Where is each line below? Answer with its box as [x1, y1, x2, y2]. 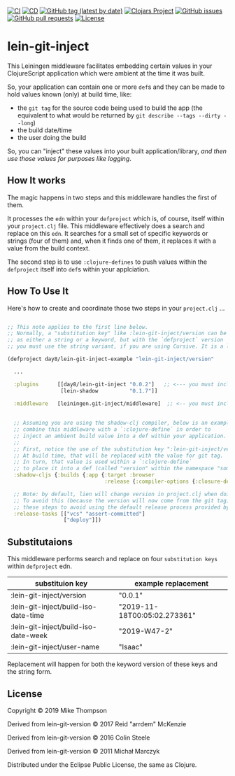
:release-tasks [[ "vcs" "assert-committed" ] [13, 510, 145, 517]
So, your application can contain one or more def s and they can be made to [7, 83, 225, 91]
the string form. [7, 668, 52, 676]
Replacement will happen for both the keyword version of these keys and [7, 660, 218, 668]
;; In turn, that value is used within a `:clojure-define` [13, 458, 192, 465]
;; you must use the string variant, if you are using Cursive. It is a [7, 343, 224, 350]
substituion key [34, 579, 88, 588]
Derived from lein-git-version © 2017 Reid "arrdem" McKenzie [7, 719, 187, 728]
